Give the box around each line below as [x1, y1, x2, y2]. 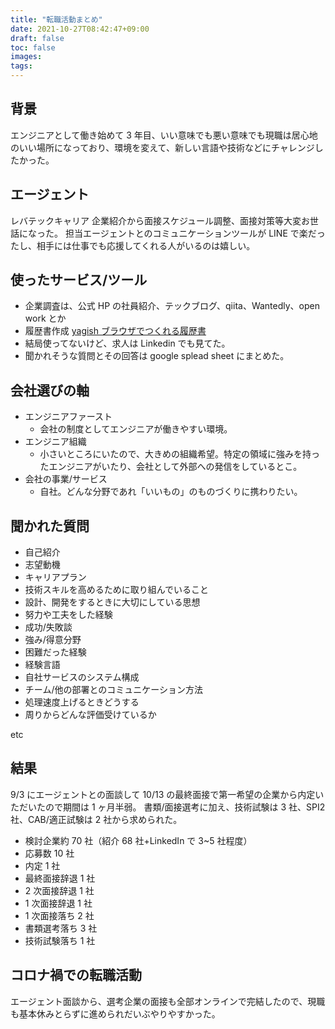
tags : [10, 61, 33, 71]
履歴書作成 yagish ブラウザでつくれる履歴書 [24, 325, 207, 337]
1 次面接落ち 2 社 [24, 909, 95, 921]
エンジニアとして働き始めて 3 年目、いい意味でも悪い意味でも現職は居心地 [10, 129, 318, 141]
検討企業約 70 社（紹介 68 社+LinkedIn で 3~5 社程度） [24, 834, 253, 846]
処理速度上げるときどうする [24, 696, 140, 708]
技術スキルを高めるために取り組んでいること [24, 584, 210, 596]
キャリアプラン [24, 571, 87, 583]
